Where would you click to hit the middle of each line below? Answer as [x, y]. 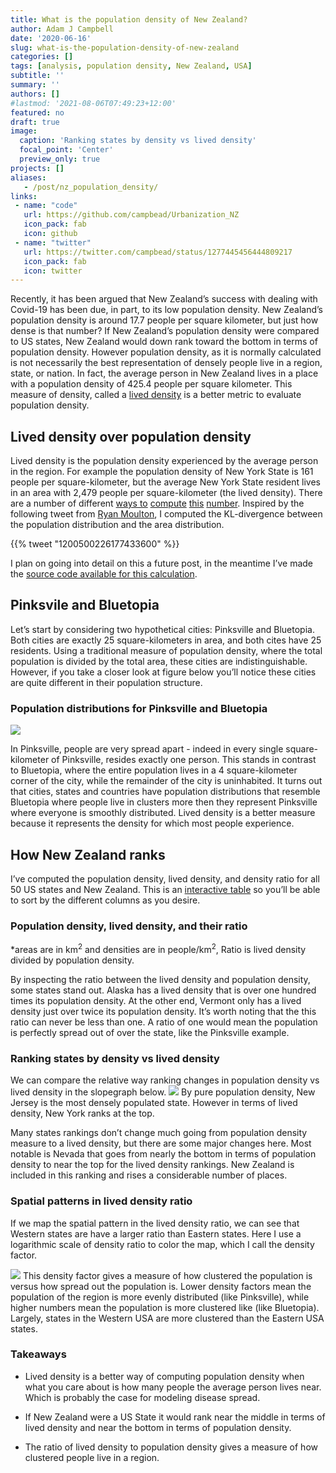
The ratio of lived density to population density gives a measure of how [171, 1447]
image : [24, 131]
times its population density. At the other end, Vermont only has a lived [156, 1000]
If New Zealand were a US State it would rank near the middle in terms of [175, 1417]
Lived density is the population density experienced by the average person [164, 461]
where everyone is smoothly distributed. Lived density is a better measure [163, 813]
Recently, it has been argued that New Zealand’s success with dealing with [164, 299]
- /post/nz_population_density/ [91, 187]
